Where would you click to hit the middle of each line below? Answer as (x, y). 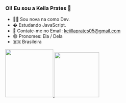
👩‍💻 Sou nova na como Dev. (41, 19)
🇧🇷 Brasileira (27, 42)
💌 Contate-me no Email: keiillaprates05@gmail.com (67, 31)
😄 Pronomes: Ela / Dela (37, 36)
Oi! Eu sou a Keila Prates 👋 (38, 8)
